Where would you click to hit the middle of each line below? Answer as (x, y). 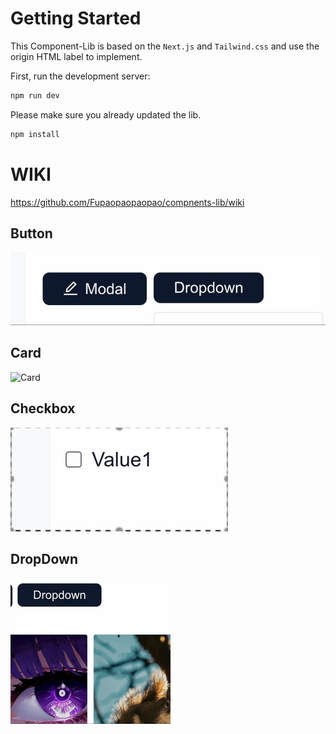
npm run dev (35, 95)
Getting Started (76, 18)
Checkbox (43, 408)
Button (31, 233)
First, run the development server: (80, 76)
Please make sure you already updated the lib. (106, 114)
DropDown (44, 558)
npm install (35, 134)
